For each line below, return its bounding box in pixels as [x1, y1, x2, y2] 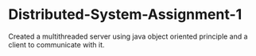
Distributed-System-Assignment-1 [8, 6, 242, 24]
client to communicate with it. [8, 39, 105, 49]
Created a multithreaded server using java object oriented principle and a [8, 32, 248, 41]
